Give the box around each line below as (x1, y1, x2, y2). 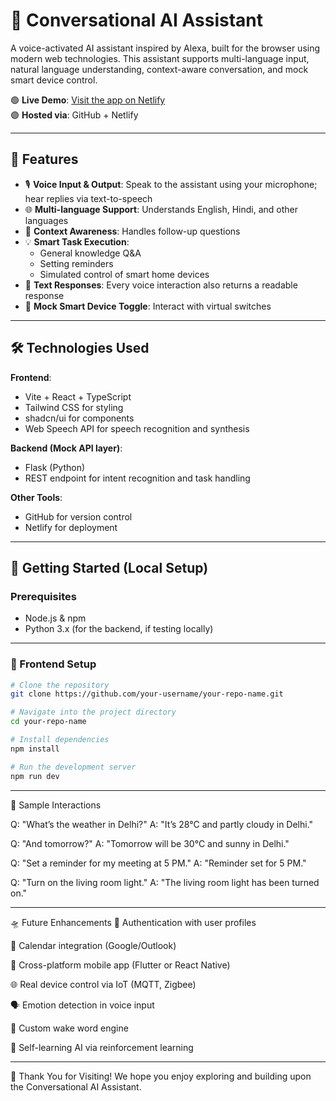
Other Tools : (10, 491, 63, 503)
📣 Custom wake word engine (10, 1022, 129, 1034)
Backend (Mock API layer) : (10, 442, 123, 454)
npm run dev (10, 771, 60, 781)
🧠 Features (10, 151, 79, 168)
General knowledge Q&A (39, 247, 142, 259)
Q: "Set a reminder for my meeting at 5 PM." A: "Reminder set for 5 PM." (10, 857, 307, 869)
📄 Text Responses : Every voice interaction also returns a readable (24, 279, 298, 291)
